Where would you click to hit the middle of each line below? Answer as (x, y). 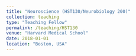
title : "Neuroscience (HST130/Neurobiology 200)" (69, 11)
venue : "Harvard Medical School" (47, 33)
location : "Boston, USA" (37, 44)
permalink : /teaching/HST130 (42, 28)
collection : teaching (33, 17)
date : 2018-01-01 (27, 38)
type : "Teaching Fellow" (37, 22)
